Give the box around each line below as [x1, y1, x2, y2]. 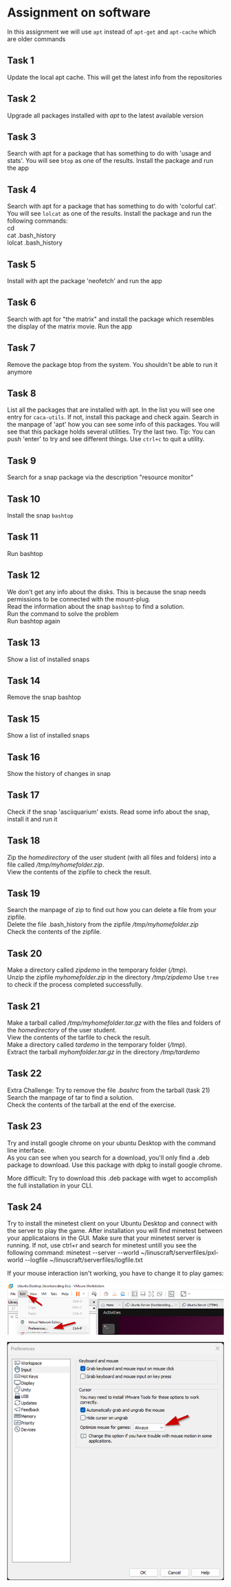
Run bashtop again [7, 617, 60, 625]
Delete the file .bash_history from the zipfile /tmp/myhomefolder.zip [7, 920, 199, 929]
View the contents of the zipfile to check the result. [7, 867, 152, 876]
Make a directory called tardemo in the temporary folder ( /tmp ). [7, 1041, 187, 1049]
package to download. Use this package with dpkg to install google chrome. [7, 1160, 222, 1169]
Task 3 [7, 131, 36, 142]
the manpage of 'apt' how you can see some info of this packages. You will [7, 421, 220, 429]
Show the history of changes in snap [7, 769, 111, 777]
